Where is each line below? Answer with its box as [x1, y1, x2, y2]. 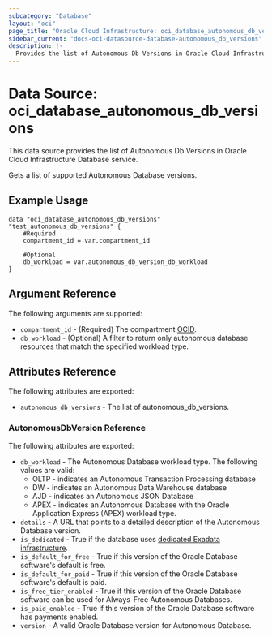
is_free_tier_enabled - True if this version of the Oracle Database [19, 586, 242, 596]
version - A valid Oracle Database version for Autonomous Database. [19, 620, 252, 630]
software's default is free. [19, 560, 107, 570]
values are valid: [19, 465, 75, 475]
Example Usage [8, 194, 89, 208]
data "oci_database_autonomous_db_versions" [8, 215, 161, 223]
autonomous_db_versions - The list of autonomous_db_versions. [19, 402, 229, 412]
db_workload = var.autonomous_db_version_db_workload [23, 257, 208, 266]
